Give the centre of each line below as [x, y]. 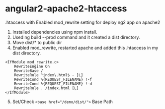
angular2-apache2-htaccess [66, 9]
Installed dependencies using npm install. [55, 32]
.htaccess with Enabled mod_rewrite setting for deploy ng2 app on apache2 [83, 22]
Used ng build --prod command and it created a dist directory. [76, 37]
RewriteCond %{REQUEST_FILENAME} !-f [53, 79]
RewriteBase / [29, 71]
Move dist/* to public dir [37, 42]
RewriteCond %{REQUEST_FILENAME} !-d [53, 84]
